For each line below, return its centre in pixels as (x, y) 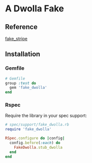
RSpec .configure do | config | (35, 138)
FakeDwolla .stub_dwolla (38, 147)
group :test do (21, 83)
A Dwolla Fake (34, 9)
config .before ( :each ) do (35, 143)
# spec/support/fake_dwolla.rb (37, 125)
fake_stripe (16, 39)
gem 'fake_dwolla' (29, 88)
